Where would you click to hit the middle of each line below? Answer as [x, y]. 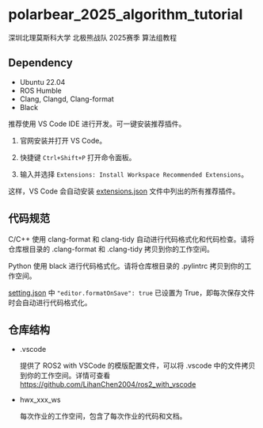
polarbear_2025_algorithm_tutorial [126, 15]
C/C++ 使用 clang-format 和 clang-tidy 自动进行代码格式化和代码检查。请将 [131, 239]
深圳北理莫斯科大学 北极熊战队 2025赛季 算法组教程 [93, 37]
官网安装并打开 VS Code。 [63, 140]
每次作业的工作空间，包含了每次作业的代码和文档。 [103, 416]
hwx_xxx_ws [40, 400]
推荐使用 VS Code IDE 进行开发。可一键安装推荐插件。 [97, 124]
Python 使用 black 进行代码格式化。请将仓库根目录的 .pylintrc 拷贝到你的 [126, 266]
